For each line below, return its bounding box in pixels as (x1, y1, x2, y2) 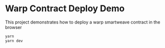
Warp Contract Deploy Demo (5, 3, 125, 14)
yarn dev (5, 38, 23, 43)
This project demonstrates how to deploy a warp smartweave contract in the (5, 19, 161, 25)
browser (5, 24, 22, 30)
